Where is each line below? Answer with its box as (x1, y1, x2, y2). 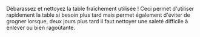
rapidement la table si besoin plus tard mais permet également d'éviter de (6, 11, 190, 18)
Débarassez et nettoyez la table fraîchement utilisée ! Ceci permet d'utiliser (6, 5, 195, 12)
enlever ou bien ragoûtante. (6, 24, 76, 31)
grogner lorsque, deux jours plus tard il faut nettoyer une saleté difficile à (6, 18, 188, 24)
